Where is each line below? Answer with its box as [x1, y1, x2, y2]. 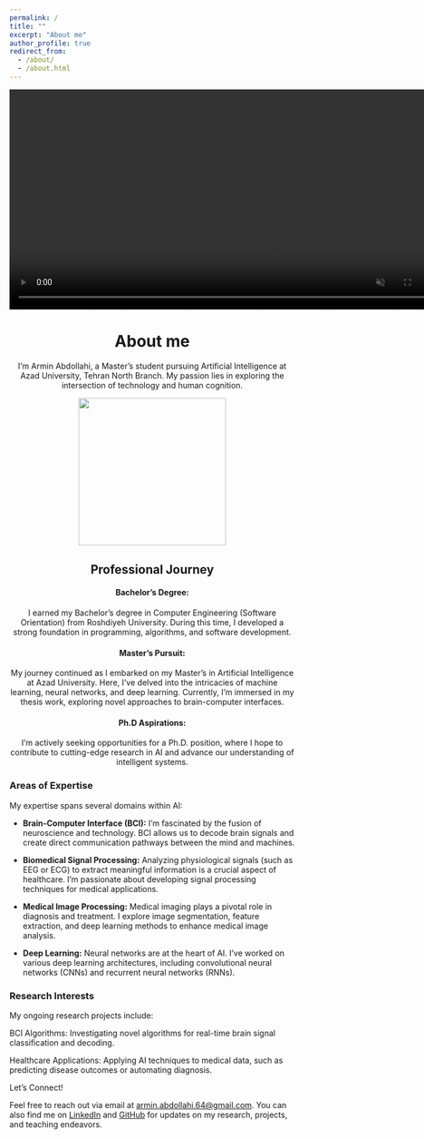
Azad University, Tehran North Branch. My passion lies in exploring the [20, 370, 284, 381]
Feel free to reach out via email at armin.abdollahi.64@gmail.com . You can [9, 1099, 287, 1110]
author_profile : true [9, 38, 92, 48]
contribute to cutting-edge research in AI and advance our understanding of [10, 747, 294, 758]
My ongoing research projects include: [9, 1009, 154, 1021]
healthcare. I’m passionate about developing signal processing [22, 873, 256, 885]
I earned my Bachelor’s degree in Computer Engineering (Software [28, 607, 276, 618]
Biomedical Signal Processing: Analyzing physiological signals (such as [22, 854, 294, 865]
